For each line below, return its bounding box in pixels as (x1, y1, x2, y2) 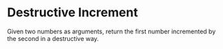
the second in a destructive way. (7, 34, 99, 42)
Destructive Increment (7, 5, 139, 20)
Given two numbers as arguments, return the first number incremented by (7, 27, 216, 35)
